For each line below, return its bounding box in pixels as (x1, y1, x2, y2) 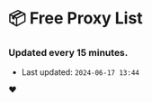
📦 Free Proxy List (8, 8, 143, 29)
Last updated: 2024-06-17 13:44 (21, 67, 140, 78)
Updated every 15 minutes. (8, 47, 129, 60)
